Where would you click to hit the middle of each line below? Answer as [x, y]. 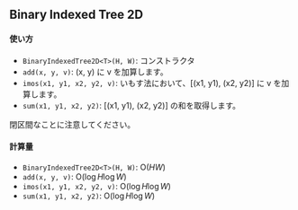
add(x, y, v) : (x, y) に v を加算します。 [95, 72]
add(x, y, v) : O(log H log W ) [75, 176]
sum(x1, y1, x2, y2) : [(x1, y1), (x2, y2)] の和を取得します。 [131, 105]
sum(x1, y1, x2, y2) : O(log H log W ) [89, 196]
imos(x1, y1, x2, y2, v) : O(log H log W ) [96, 186]
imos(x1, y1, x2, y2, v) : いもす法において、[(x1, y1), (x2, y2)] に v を [152, 83]
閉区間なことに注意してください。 [72, 124]
